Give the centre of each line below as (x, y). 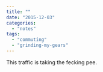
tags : (13, 34)
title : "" (19, 12)
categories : (21, 23)
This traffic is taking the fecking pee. (52, 62)
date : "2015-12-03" (31, 17)
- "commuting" (29, 40)
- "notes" (24, 28)
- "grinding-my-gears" (40, 46)
